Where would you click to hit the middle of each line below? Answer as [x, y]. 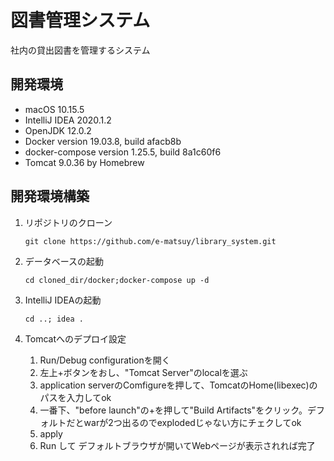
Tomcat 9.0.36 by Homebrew [84, 162]
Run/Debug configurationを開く [105, 360]
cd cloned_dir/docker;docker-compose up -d [117, 280]
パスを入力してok [75, 397]
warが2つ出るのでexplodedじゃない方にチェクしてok [192, 422]
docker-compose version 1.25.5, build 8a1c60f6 [123, 152]
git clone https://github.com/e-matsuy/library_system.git [150, 241]
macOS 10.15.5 [54, 109]
